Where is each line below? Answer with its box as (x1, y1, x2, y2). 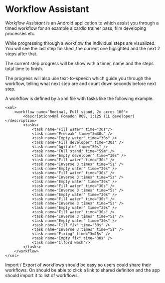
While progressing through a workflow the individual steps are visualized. (5, 40, 156, 46)
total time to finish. (5, 66, 43, 72)
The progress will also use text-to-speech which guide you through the (5, 75, 151, 81)
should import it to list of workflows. (5, 272, 79, 278)
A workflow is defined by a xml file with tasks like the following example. (5, 95, 154, 101)
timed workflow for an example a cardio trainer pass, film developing (5, 25, 147, 31)
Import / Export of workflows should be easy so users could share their (5, 262, 152, 268)
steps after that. (5, 51, 38, 57)
